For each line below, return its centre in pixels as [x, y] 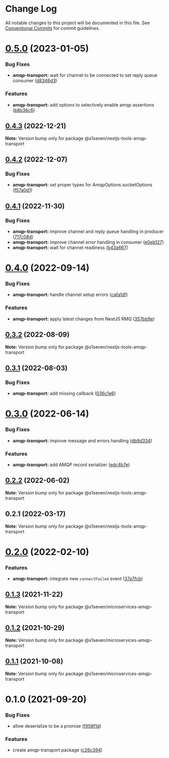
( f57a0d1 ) [22, 190]
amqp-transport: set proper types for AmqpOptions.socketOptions [82, 185]
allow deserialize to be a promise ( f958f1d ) [57, 726]
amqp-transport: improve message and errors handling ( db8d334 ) [82, 440]
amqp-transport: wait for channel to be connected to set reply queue [85, 75]
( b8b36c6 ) [24, 110]
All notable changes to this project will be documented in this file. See [78, 23]
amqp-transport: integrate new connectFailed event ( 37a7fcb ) [78, 579]
